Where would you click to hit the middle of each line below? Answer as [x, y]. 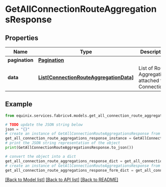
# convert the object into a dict [41, 156]
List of [146, 68]
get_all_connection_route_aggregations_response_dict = [64, 161]
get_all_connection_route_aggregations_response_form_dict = [69, 170]
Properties [22, 38]
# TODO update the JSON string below [44, 125]
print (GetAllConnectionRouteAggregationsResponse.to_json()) [69, 148]
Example [19, 104]
